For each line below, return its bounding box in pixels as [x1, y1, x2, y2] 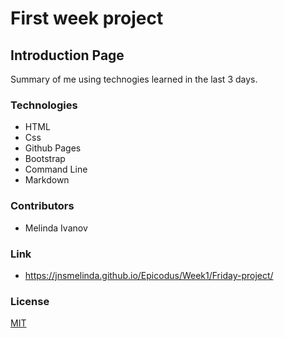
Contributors [10, 199, 75, 213]
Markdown [24, 174, 70, 186]
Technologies [10, 98, 78, 112]
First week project [10, 7, 164, 30]
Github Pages [24, 142, 82, 154]
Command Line [24, 163, 88, 176]
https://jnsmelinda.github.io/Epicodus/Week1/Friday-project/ [24, 269, 274, 281]
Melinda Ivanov [24, 222, 88, 234]
